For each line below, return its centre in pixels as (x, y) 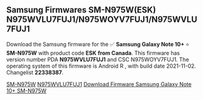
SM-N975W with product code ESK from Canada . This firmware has (93, 53)
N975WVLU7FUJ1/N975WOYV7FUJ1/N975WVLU (102, 20)
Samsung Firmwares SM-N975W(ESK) (81, 10)
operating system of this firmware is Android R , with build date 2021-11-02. (101, 66)
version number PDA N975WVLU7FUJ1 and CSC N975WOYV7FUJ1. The (98, 59)
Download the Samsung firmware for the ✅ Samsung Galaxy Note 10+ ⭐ (98, 44)
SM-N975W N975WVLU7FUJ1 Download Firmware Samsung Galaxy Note (99, 84)
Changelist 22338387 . (35, 72)
